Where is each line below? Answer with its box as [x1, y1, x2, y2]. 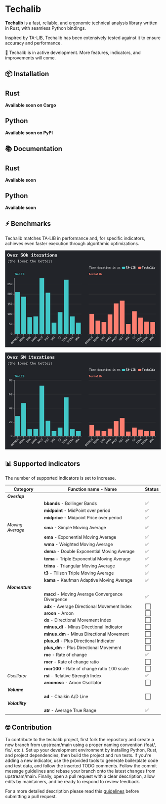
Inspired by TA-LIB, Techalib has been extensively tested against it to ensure [5, 35, 161, 41]
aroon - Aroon [43, 610, 74, 616]
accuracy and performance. [5, 40, 62, 46]
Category [13, 486, 34, 492]
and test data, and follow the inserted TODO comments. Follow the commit [5, 762, 157, 768]
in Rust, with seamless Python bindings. [5, 25, 86, 31]
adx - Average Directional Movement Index [43, 603, 132, 609]
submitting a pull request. [5, 793, 57, 799]
